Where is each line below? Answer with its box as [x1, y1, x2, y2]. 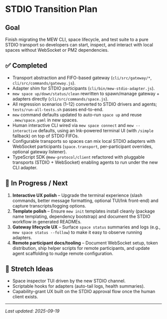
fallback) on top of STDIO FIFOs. [12, 133, 80, 139]
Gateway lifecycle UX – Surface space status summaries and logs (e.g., [12, 224, 161, 230]
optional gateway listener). [12, 148, 67, 155]
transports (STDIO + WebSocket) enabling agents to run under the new [12, 159, 158, 165]
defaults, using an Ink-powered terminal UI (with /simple [38, 127, 154, 133]
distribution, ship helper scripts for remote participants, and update [12, 245, 150, 251]
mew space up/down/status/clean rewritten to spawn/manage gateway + [12, 91, 160, 97]
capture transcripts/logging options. [12, 203, 86, 209]
